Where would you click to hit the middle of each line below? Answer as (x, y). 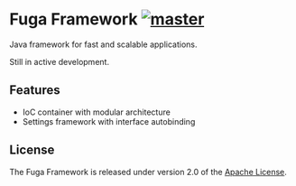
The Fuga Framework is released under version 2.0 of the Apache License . (148, 172)
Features (35, 90)
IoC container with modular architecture (97, 112)
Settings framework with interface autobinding (109, 121)
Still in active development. (60, 61)
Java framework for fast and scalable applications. (103, 44)
